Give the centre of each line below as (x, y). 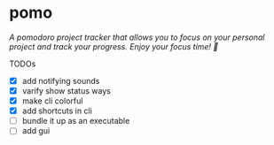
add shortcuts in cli (57, 111)
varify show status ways (66, 91)
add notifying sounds (61, 80)
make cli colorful (52, 101)
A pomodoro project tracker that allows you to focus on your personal (137, 37)
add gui (36, 131)
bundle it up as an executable (76, 121)
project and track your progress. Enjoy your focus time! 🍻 (114, 46)
